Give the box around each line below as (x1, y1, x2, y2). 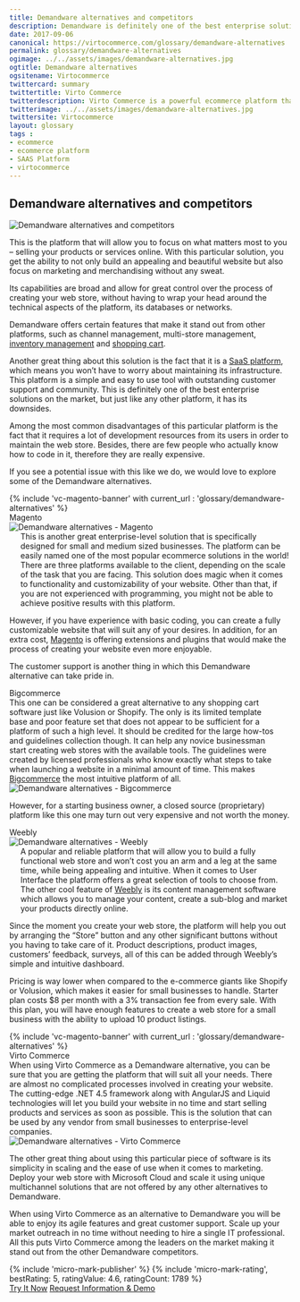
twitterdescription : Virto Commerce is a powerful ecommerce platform (9, 96, 278, 106)
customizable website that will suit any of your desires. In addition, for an (9, 625, 278, 635)
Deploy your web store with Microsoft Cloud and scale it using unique (9, 1172, 266, 1183)
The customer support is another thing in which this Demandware (9, 661, 251, 672)
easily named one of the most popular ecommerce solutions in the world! (21, 550, 289, 561)
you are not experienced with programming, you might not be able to (21, 588, 274, 600)
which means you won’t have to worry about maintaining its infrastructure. (9, 365, 283, 376)
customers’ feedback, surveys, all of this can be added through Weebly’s (9, 949, 278, 960)
